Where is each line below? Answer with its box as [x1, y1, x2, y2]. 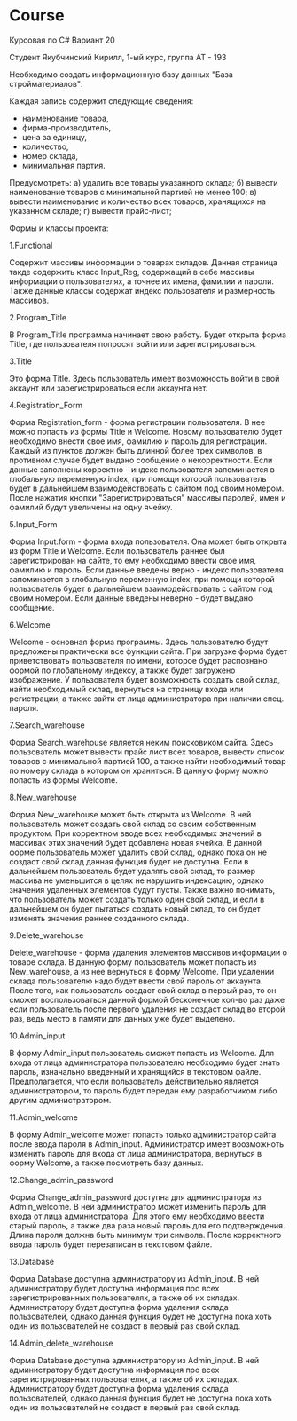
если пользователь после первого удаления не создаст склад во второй [9, 1004, 285, 1014]
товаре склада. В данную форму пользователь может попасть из [9, 956, 257, 967]
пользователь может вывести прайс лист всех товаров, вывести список [9, 746, 285, 757]
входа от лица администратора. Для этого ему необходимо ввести [9, 1211, 265, 1221]
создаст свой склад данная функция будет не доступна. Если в [9, 856, 249, 866]
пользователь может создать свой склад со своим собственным [9, 818, 257, 829]
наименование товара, [21, 113, 109, 123]
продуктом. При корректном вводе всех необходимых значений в [9, 827, 262, 839]
